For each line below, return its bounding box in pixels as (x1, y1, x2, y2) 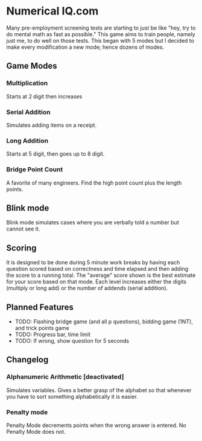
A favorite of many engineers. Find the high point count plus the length (6, 179, 182, 186)
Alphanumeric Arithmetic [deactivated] (6, 373, 124, 381)
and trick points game (14, 324, 69, 331)
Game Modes (6, 61, 57, 71)
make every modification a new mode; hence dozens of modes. (6, 43, 165, 51)
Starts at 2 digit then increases (6, 92, 83, 100)
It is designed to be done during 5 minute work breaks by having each (6, 259, 180, 266)
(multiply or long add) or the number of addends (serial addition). (6, 285, 168, 292)
